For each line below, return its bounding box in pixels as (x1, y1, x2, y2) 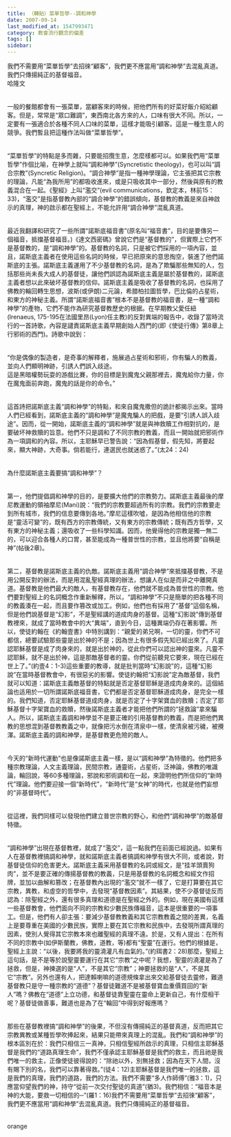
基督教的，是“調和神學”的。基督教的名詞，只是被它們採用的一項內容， (12, 244, 212, 252)
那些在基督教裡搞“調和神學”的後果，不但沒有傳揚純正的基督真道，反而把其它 (7, 1022, 223, 1030)
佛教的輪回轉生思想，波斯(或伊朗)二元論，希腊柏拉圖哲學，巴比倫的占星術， (7, 287, 223, 295)
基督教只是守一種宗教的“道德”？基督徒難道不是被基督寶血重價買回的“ (7, 982, 202, 989)
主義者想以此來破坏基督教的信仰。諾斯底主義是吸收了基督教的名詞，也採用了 (7, 279, 224, 286)
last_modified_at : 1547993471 (7, 23, 94, 30)
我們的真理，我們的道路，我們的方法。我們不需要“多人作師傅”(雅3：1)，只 (12, 1074, 222, 1082)
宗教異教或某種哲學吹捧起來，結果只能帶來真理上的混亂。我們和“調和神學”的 (7, 1031, 223, 1038)
